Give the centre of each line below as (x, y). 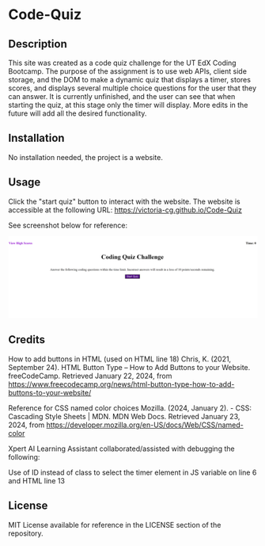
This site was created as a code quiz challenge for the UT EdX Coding (122, 63)
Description (38, 44)
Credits (27, 340)
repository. (26, 533)
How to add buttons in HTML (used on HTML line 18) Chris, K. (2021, (120, 359)
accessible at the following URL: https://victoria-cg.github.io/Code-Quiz (125, 210)
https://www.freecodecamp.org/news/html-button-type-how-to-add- (121, 384)
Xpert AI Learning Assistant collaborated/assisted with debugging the (121, 449)
